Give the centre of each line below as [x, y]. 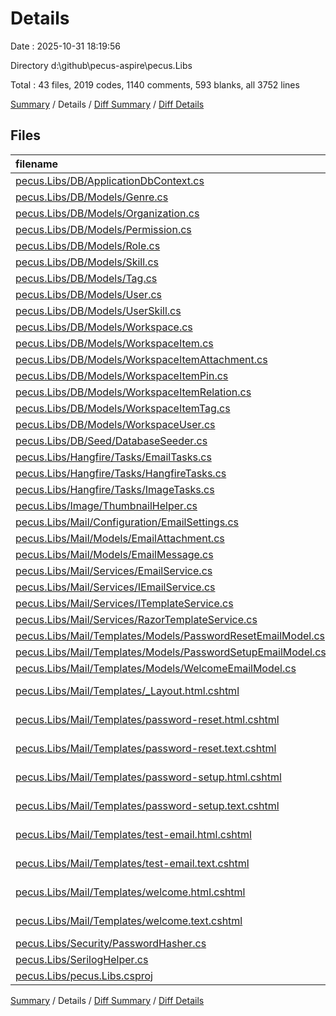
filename [37, 164]
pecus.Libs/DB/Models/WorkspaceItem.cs [114, 343]
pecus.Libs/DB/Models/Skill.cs [87, 262]
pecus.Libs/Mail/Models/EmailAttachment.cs [120, 538]
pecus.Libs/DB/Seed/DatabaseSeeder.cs [111, 440]
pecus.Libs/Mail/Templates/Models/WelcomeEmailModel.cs [156, 668]
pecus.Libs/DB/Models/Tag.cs [86, 278]
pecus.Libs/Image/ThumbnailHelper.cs [106, 505]
